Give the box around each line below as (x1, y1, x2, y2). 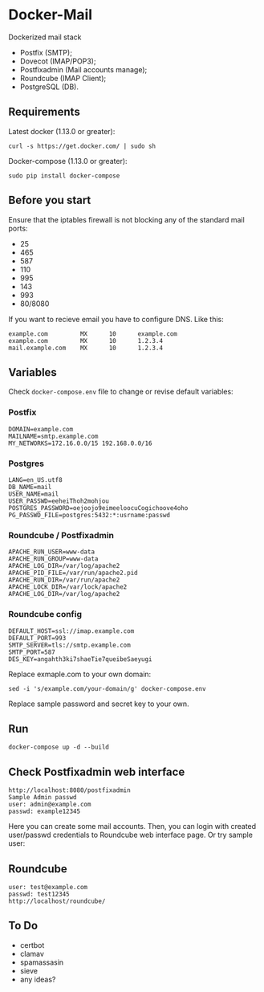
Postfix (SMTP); (19, 47, 72, 57)
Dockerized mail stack (8, 32, 82, 42)
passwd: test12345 (8, 890, 70, 898)
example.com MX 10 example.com (8, 329, 178, 338)
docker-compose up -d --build (8, 743, 110, 752)
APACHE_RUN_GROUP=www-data (8, 555, 99, 563)
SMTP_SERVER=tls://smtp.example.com (8, 641, 131, 649)
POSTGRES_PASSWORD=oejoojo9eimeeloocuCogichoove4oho (8, 504, 189, 512)
